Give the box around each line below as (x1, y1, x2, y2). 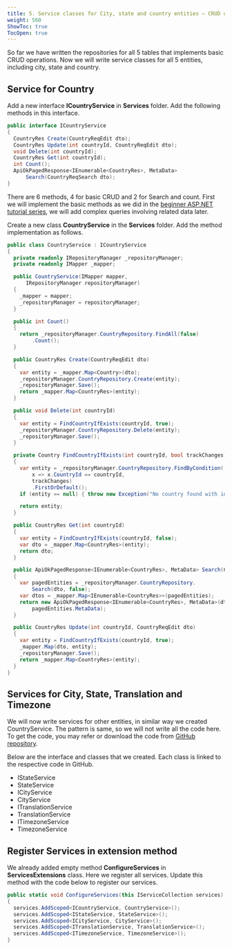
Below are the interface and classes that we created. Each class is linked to (7, 753, 222, 761)
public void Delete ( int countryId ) (13, 408, 116, 414)
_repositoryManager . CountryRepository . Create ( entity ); (19, 375, 181, 383)
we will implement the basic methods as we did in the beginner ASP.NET (7, 200, 213, 208)
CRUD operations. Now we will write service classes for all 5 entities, (7, 56, 203, 64)
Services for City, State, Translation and (7, 688, 183, 700)
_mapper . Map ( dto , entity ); (19, 643, 97, 650)
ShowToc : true (7, 23, 48, 30)
